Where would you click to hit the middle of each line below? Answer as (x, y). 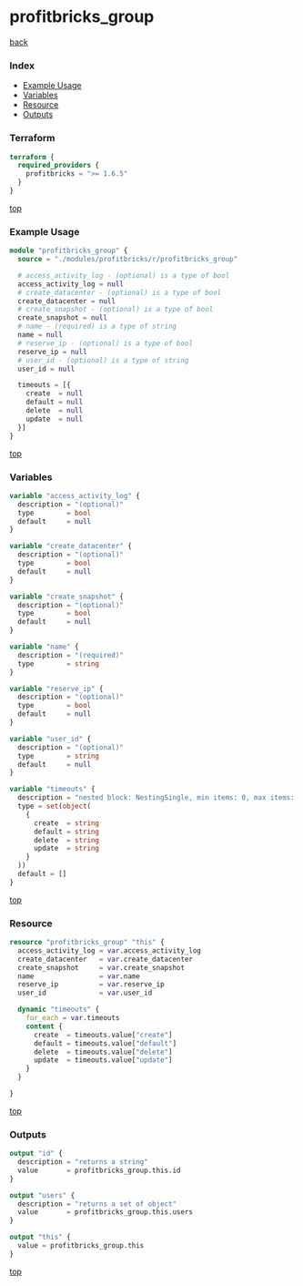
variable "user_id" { (50, 739)
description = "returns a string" (83, 1162)
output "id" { (36, 1154)
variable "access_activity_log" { (75, 495)
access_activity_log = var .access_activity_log (110, 950)
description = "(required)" (71, 655)
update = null (55, 419)
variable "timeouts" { (52, 790)
